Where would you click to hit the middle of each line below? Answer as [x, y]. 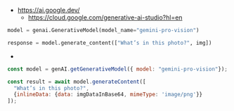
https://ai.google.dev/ [48, 10]
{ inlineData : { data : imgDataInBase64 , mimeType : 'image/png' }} [108, 95]
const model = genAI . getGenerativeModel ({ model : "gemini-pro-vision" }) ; [118, 69]
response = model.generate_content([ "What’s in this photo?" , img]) [110, 43]
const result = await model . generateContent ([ [77, 82]
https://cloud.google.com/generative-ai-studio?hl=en [105, 17]
